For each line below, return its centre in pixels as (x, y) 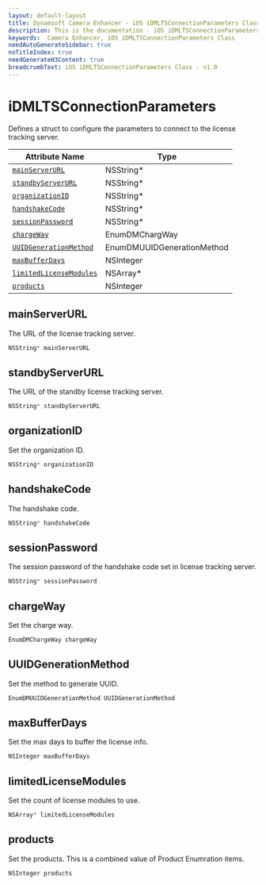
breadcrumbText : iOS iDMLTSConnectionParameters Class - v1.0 (113, 67)
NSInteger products (40, 873)
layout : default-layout (47, 15)
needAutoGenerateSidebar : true (60, 45)
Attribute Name (55, 156)
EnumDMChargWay (141, 234)
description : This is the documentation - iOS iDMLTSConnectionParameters (134, 30)
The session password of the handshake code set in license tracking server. (132, 567)
